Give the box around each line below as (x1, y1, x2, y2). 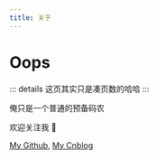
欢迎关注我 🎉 (9, 121, 57, 132)
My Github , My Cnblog (9, 139, 94, 150)
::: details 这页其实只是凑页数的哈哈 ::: (9, 83, 150, 94)
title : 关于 (9, 13, 51, 23)
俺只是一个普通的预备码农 (9, 102, 105, 113)
